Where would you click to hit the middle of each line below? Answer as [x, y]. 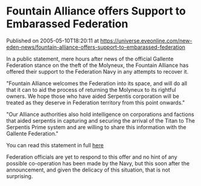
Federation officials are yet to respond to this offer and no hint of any [92, 157]
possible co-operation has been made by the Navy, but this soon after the [98, 163]
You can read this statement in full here [55, 145]
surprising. [20, 176]
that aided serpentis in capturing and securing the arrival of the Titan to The [101, 120]
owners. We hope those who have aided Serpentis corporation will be [93, 96]
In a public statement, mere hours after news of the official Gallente [90, 59]
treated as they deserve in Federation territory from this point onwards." [96, 102]
